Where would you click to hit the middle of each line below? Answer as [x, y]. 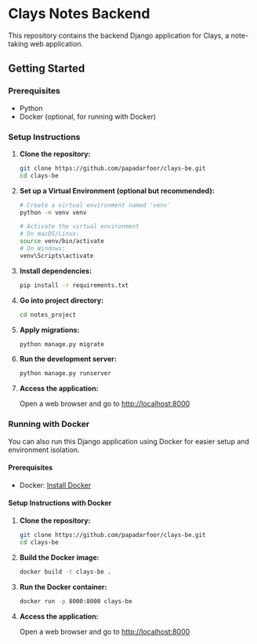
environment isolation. [44, 450]
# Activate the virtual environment [79, 226]
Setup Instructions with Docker [60, 503]
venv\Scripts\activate [56, 256]
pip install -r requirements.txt [74, 285]
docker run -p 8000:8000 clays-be [76, 601]
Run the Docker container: [63, 587]
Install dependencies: [56, 270]
